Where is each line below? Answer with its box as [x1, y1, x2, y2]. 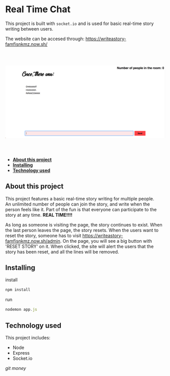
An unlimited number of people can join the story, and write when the [5, 201, 150, 207]
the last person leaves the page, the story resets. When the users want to [5, 227, 159, 233]
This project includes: [5, 335, 51, 340]
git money [5, 365, 26, 371]
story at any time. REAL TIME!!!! [5, 212, 73, 218]
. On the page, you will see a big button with [60, 238, 152, 244]
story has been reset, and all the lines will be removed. [5, 248, 119, 255]
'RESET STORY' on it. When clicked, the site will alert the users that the [5, 243, 154, 249]
